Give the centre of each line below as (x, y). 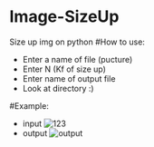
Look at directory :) (58, 88)
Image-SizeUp (64, 17)
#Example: (29, 105)
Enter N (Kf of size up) (64, 69)
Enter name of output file (69, 78)
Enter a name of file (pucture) (77, 59)
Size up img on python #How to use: (77, 42)
